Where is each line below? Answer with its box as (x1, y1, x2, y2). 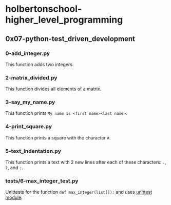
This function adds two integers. (5, 61, 74, 67)
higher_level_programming (5, 14, 123, 26)
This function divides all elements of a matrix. (5, 86, 102, 92)
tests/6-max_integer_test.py (5, 177, 79, 184)
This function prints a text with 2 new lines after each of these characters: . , (5, 159, 167, 166)
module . (5, 194, 23, 200)
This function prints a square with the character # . (5, 134, 111, 141)
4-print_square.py (5, 123, 52, 130)
